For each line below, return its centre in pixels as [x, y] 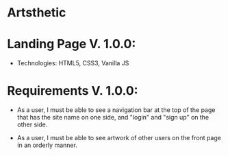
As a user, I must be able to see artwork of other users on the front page [119, 138]
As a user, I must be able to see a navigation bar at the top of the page [116, 110]
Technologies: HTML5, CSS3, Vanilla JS [73, 63]
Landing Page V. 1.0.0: [72, 44]
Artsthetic [37, 13]
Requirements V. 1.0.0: [73, 91]
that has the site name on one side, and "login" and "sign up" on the [113, 118]
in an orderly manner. [47, 145]
